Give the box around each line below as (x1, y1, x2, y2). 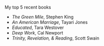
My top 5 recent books (4, 4, 51, 10)
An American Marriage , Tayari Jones (11, 19, 88, 25)
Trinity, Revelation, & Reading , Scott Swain (11, 35, 100, 41)
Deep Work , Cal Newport (11, 30, 63, 35)
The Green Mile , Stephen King (11, 14, 74, 19)
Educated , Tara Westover (11, 24, 64, 30)
